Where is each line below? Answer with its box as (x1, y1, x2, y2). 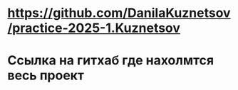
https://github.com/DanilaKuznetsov (7, 5, 231, 21)
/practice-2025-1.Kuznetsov (7, 20, 180, 36)
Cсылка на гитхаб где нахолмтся (7, 52, 214, 69)
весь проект (7, 67, 84, 84)
